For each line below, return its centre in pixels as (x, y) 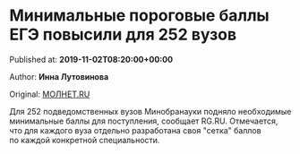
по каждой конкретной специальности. (85, 140)
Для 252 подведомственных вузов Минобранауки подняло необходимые (150, 111)
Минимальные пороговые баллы (140, 16)
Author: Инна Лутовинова (59, 76)
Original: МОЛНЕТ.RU (50, 94)
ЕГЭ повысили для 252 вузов (123, 34)
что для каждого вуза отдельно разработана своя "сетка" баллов (135, 130)
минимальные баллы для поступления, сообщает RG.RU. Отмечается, (144, 121)
